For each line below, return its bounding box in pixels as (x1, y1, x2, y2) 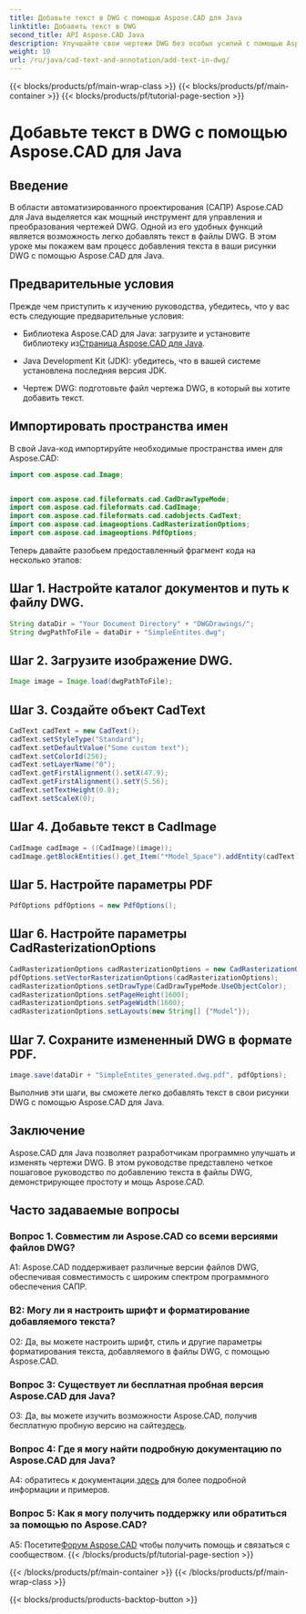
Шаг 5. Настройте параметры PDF (9, 877, 213, 892)
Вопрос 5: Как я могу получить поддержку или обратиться (9, 1507, 288, 1520)
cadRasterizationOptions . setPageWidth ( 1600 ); (9, 999, 185, 1008)
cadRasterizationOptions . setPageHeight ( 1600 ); (9, 990, 189, 1000)
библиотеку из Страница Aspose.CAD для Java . (22, 338, 206, 349)
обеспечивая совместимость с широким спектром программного (9, 1272, 270, 1283)
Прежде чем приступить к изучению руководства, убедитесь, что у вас (9, 300, 290, 311)
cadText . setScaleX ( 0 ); (9, 794, 96, 803)
